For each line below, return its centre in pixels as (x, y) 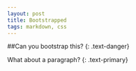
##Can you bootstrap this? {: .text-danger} (68, 47)
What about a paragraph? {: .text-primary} (68, 60)
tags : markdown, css (37, 26)
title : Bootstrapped (37, 20)
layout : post (26, 14)
